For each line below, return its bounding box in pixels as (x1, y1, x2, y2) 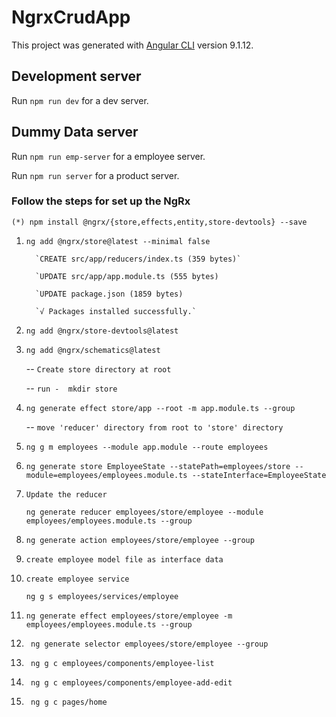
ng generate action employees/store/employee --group (25, 535, 255, 545)
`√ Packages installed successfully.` (35, 306, 197, 316)
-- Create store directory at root (25, 362, 172, 375)
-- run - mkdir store (25, 382, 118, 394)
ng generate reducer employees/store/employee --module (25, 507, 264, 517)
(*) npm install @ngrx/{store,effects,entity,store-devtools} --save (11, 217, 308, 227)
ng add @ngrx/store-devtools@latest (25, 326, 179, 336)
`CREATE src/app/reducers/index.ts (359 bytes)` (35, 254, 242, 264)
